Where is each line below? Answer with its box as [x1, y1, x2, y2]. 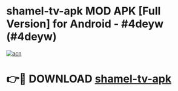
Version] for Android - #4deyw [6, 17, 164, 31]
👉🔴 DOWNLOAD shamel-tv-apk [6, 72, 171, 86]
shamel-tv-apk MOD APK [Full [6, 4, 161, 18]
